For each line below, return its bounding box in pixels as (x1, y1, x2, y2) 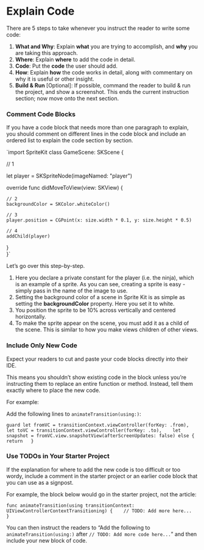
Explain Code (6, 4, 75, 18)
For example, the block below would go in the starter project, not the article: (6, 490, 197, 498)
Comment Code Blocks (6, 110, 76, 118)
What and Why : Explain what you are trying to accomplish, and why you (15, 43, 198, 50)
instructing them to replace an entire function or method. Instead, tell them (6, 380, 193, 387)
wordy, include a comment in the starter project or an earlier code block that (6, 472, 198, 480)
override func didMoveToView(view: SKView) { (6, 184, 124, 192)
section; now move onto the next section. (15, 95, 119, 102)
